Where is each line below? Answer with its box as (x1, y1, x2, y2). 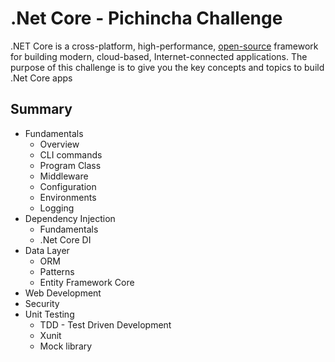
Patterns (39, 265, 75, 277)
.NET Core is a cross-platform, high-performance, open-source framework (10, 40, 319, 52)
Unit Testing (24, 308, 75, 320)
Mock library (39, 340, 93, 352)
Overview (39, 138, 80, 150)
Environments (39, 191, 97, 203)
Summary (10, 101, 73, 118)
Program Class (39, 159, 102, 171)
